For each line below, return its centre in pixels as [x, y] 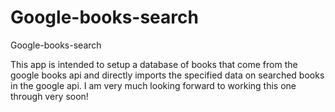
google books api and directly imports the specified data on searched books [167, 75]
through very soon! [49, 96]
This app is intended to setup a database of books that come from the [154, 64]
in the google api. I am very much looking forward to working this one [153, 85]
